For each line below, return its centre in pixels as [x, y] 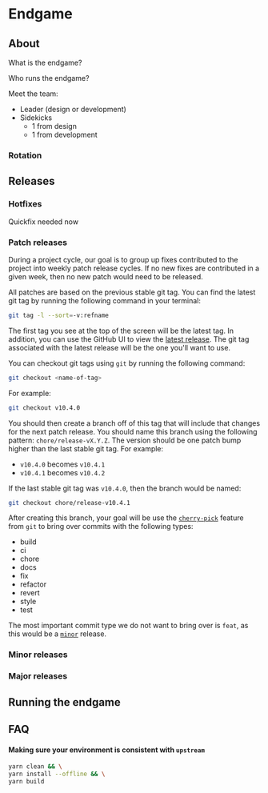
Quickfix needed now [43, 222]
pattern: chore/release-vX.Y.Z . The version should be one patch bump [125, 440]
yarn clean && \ [35, 767]
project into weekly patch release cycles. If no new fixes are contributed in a [134, 268]
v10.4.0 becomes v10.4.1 [62, 464]
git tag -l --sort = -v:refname [59, 315]
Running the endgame [65, 702]
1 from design [54, 126]
